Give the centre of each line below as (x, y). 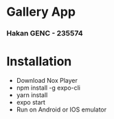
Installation (39, 62)
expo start (31, 103)
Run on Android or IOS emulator (61, 109)
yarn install (32, 95)
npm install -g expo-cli (48, 88)
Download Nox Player (47, 81)
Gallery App (41, 12)
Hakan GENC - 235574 (45, 34)
